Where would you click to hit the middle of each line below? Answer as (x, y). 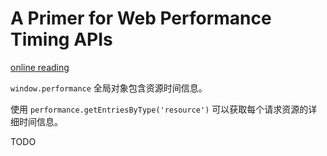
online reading (40, 67)
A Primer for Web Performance (141, 18)
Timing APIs (61, 39)
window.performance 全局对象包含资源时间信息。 (109, 88)
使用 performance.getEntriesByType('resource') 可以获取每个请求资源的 (159, 109)
